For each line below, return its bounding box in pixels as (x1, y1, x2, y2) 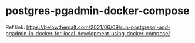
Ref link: (5, 24, 25, 31)
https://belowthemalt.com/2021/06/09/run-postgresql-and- (26, 24, 171, 31)
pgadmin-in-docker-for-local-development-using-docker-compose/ (5, 29, 170, 37)
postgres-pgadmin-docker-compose (5, 4, 190, 18)
